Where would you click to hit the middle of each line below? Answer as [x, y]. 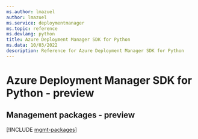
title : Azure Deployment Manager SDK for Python [68, 40]
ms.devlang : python [31, 34]
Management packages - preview [71, 115]
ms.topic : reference [32, 28]
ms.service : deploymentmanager [45, 23]
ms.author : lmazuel [31, 12]
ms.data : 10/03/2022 [32, 46]
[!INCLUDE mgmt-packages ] [42, 129]
